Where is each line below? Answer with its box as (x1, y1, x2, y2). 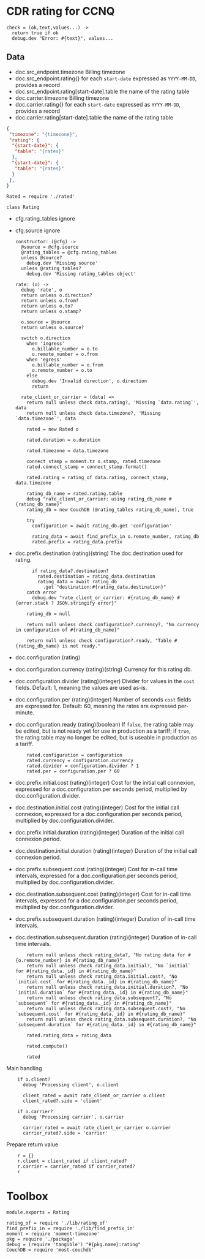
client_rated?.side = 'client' (22, 1098, 103, 1104)
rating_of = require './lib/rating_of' (6, 1220, 108, 1227)
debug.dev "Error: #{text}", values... (12, 35, 114, 41)
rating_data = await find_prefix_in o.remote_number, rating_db (31, 534, 199, 540)
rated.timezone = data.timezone (26, 448, 109, 454)
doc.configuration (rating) (15, 654, 81, 661)
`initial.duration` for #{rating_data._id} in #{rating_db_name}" (15, 989, 188, 996)
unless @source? (21, 255, 62, 261)
